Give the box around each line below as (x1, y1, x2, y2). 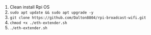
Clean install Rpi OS (9, 4, 50, 10)
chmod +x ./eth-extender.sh (9, 20, 67, 25)
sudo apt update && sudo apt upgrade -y (9, 10, 94, 15)
